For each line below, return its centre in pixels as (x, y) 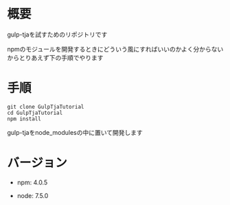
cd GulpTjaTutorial (35, 113)
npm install (24, 119)
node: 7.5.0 (33, 195)
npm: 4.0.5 (32, 182)
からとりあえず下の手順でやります (55, 57)
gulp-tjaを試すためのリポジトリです (57, 34)
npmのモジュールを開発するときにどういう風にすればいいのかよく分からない (115, 49)
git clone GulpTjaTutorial (46, 107)
